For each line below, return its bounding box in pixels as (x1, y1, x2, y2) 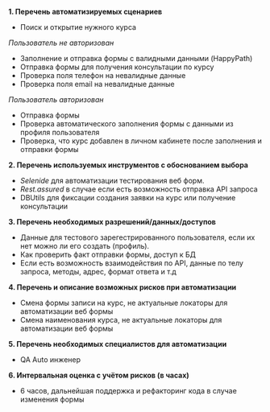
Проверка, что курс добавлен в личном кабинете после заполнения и (19, 136, 262, 146)
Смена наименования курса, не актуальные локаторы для (19, 315, 222, 324)
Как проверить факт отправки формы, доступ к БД (19, 249, 196, 259)
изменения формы (19, 394, 85, 404)
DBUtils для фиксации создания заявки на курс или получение (19, 193, 236, 202)
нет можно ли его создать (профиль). (19, 241, 150, 250)
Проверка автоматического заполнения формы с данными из (19, 119, 234, 128)
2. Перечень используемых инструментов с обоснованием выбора (8, 160, 248, 170)
